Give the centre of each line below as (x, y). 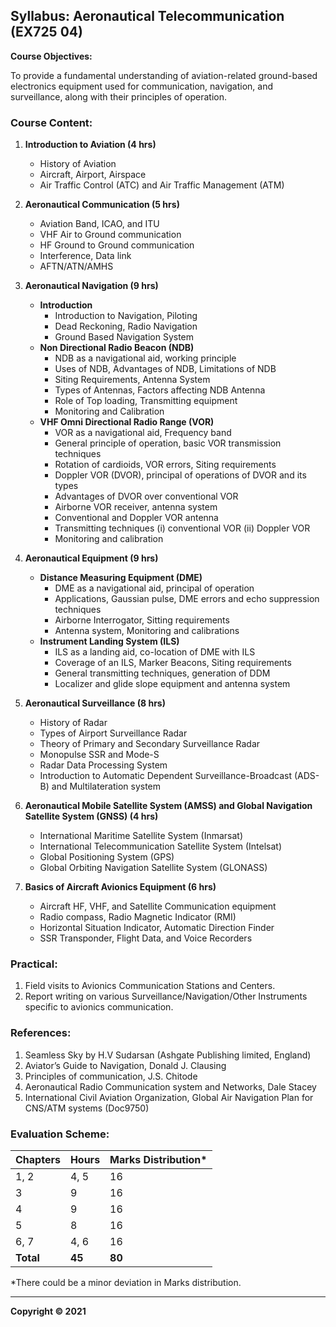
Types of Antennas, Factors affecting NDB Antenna (160, 390)
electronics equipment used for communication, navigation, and (142, 86)
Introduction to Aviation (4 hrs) (90, 145)
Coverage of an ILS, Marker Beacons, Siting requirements (173, 663)
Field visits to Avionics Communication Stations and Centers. (150, 986)
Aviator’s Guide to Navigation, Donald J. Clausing (125, 1065)
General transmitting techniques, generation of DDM (162, 673)
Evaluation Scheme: (60, 1134)
